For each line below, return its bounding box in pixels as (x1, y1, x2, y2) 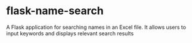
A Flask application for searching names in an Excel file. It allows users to (6, 24, 187, 31)
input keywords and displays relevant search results (6, 29, 134, 37)
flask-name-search (6, 4, 104, 18)
